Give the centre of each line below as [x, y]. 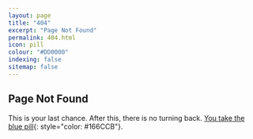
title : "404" [30, 23]
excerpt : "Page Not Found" [53, 30]
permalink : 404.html [42, 38]
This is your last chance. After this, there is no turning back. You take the [126, 118]
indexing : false [35, 60]
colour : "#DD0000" [38, 52]
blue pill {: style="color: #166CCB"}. [66, 126]
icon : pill [26, 45]
